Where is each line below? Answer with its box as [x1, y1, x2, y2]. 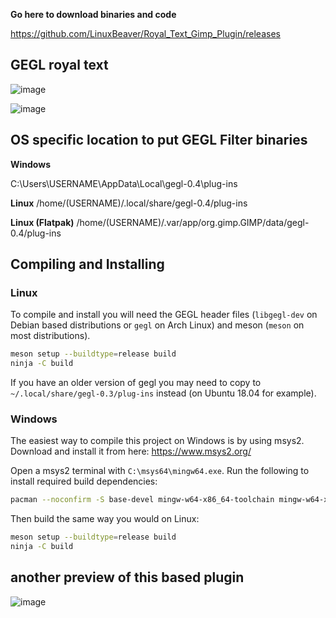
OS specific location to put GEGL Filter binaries [10, 132, 308, 149]
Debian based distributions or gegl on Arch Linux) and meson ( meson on [10, 319, 305, 331]
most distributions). [10, 330, 91, 342]
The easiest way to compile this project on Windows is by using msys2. [10, 435, 305, 447]
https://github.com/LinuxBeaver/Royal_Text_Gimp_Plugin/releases [10, 28, 281, 39]
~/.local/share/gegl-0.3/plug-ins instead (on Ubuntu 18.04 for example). [10, 387, 317, 399]
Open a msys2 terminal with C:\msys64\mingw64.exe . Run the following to [10, 465, 310, 477]
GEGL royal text [10, 57, 109, 74]
